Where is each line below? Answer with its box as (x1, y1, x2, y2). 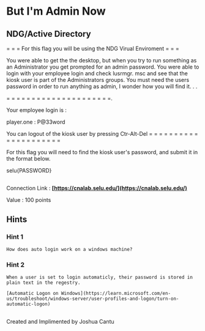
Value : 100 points (6, 196, 51, 204)
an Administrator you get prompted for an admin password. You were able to (6, 63, 199, 70)
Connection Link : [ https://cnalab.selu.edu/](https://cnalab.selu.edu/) (6, 185, 188, 192)
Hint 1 (6, 232, 23, 241)
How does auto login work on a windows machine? (6, 247, 133, 253)
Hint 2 (6, 261, 25, 269)
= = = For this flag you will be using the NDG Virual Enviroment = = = (6, 45, 179, 52)
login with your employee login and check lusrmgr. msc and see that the (6, 70, 188, 77)
